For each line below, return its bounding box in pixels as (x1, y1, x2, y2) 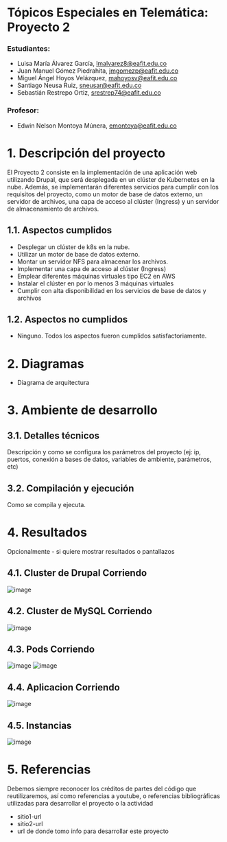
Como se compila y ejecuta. (7, 501, 86, 509)
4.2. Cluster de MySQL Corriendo (7, 605, 152, 617)
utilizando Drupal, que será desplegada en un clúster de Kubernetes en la (7, 175, 215, 183)
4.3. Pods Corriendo (7, 644, 95, 655)
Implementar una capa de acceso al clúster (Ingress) (16, 264, 167, 272)
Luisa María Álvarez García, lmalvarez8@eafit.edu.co (16, 60, 167, 68)
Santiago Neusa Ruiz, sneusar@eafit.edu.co (16, 81, 142, 90)
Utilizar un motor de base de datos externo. (16, 250, 141, 258)
